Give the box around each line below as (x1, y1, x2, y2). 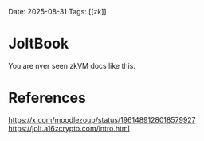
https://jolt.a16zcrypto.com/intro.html (8, 123, 130, 133)
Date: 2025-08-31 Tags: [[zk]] (8, 7, 107, 16)
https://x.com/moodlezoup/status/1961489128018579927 (8, 115, 197, 124)
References (8, 89, 86, 107)
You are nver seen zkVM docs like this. (8, 61, 135, 70)
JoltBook (8, 35, 69, 53)
